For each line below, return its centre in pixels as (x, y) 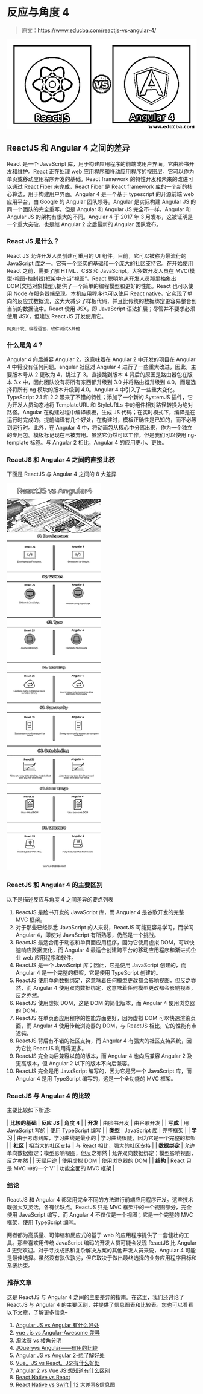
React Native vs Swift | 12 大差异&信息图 (65, 1384)
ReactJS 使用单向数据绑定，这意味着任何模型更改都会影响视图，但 (98, 980)
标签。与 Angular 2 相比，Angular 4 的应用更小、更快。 (98, 443)
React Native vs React (43, 1377)
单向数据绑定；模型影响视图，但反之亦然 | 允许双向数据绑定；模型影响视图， (101, 1153)
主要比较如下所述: (29, 1110)
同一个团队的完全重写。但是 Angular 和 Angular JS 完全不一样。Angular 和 (99, 209)
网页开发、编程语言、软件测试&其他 (44, 329)
